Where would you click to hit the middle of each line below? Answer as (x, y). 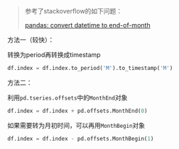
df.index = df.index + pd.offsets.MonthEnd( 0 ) (77, 111)
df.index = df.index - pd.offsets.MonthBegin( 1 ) (81, 138)
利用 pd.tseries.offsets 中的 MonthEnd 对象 (67, 97)
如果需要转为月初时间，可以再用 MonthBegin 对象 (76, 125)
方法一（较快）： (31, 40)
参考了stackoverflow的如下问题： (74, 11)
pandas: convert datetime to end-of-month (87, 25)
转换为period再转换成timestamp (54, 55)
